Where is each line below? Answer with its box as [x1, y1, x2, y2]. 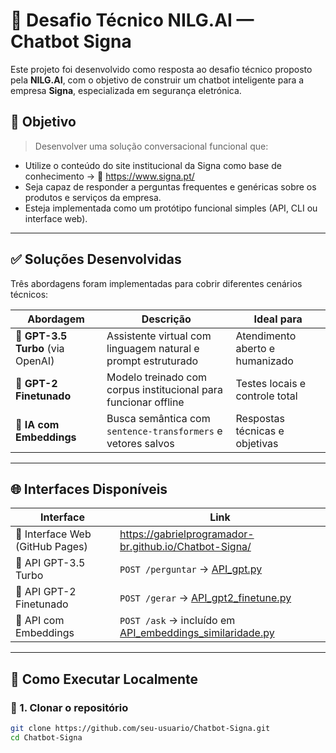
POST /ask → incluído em [119, 614, 236, 628]
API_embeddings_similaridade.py [119, 626, 275, 640]
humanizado [235, 354, 294, 368]
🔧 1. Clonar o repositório [10, 700, 129, 714]
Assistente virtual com [106, 329, 212, 343]
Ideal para [253, 312, 303, 326]
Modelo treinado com [106, 370, 208, 384]
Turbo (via [15, 341, 65, 355]
